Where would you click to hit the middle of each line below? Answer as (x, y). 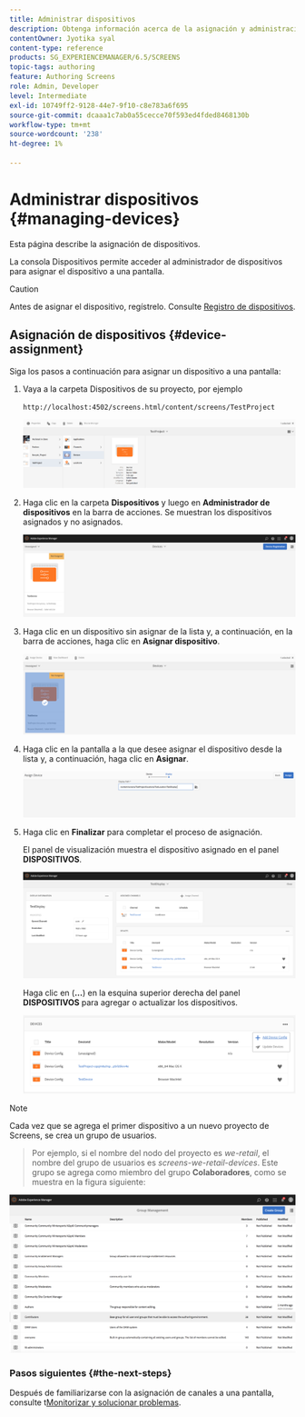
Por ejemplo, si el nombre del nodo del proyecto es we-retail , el (150, 1153)
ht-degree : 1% (36, 144)
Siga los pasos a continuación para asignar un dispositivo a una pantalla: (145, 371)
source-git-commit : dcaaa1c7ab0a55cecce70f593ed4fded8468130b (129, 115)
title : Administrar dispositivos (73, 19)
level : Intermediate (49, 95)
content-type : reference (56, 48)
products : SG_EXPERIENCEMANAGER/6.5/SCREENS (95, 58)
